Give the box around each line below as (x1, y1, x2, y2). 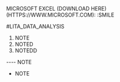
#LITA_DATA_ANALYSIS (6, 23, 64, 30)
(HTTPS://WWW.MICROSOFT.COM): (6, 11, 96, 18)
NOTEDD (14, 47, 38, 54)
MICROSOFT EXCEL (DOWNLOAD (6, 5, 90, 12)
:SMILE (97, 11, 115, 18)
